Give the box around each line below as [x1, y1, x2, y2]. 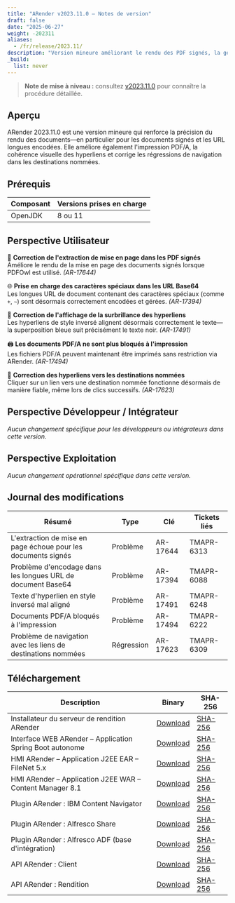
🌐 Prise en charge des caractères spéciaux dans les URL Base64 [7, 282, 199, 290]
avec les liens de [10, 640, 66, 650]
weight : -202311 [7, 29, 55, 37]
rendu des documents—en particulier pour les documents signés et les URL [7, 135, 225, 144]
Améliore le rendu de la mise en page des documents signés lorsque [7, 261, 205, 269]
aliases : [7, 36, 33, 44]
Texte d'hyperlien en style [10, 591, 97, 601]
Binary [162, 697, 185, 707]
